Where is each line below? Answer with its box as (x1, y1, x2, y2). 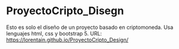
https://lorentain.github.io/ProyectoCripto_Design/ (6, 36, 129, 43)
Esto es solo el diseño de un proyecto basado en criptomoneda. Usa (6, 24, 174, 31)
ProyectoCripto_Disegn (6, 4, 124, 18)
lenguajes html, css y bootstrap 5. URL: (6, 30, 102, 37)
